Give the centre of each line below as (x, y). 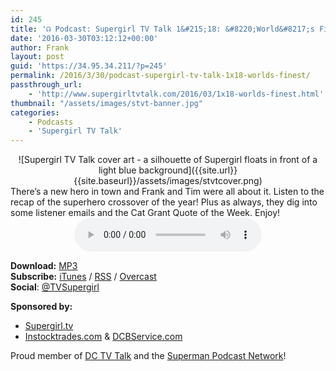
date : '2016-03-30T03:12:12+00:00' (84, 38)
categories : (35, 112)
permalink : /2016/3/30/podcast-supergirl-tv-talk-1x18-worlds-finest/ (160, 76)
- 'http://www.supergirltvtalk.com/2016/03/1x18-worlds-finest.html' (176, 94)
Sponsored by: (41, 307)
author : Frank (40, 47)
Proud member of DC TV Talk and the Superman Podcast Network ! (148, 356)
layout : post (37, 57)
